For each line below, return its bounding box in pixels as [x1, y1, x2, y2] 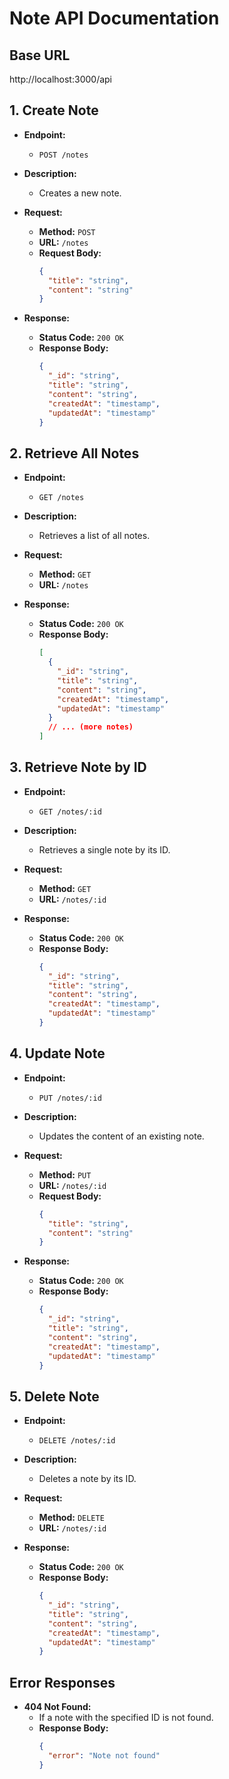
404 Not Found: [23, 1701, 92, 1713]
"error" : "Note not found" [47, 1751, 161, 1761]
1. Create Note [9, 102, 99, 119]
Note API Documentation [9, 7, 220, 30]
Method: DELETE [38, 1512, 105, 1524]
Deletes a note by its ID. [38, 1473, 137, 1485]
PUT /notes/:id [38, 1093, 102, 1103]
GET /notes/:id [38, 807, 102, 817]
